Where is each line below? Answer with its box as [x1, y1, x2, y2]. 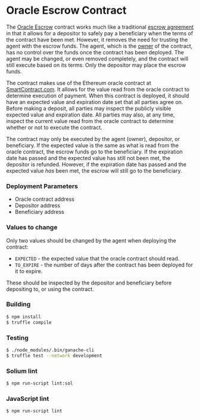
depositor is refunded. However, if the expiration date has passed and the [6, 161, 186, 168]
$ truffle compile [6, 319, 52, 326]
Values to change [6, 223, 58, 232]
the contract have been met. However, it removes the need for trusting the [6, 36, 188, 43]
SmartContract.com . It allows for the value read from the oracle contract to [6, 85, 190, 93]
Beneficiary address [14, 209, 64, 216]
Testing [6, 333, 29, 342]
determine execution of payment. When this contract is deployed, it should [6, 92, 189, 99]
